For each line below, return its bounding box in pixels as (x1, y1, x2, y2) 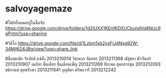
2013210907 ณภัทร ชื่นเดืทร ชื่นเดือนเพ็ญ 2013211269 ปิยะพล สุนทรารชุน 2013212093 (5, 61, 161, 67)
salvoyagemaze (5, 3, 72, 14)
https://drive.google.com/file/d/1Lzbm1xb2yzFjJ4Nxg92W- (17, 40, 139, 46)
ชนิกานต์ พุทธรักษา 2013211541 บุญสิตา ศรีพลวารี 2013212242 (5, 66, 116, 72)
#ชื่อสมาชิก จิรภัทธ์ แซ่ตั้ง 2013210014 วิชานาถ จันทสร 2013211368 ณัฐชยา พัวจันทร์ (5, 55, 151, 61)
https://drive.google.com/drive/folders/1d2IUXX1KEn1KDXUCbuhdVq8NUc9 (5, 25, 161, 31)
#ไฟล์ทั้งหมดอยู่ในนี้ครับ (5, 19, 45, 25)
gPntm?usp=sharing (5, 30, 47, 36)
